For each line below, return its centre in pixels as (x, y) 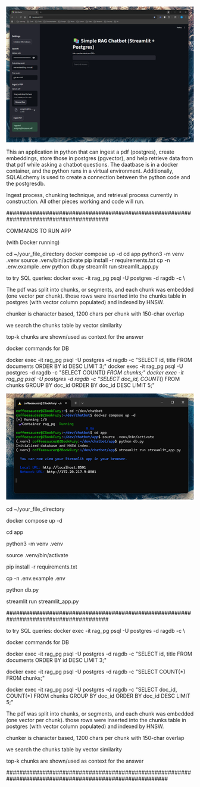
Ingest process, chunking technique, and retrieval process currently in (92, 195)
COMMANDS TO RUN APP (39, 230)
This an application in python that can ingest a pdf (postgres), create (90, 152)
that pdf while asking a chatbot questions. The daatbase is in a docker (92, 164)
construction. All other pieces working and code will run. (75, 201)
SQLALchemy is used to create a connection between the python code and (98, 177)
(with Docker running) (33, 242)
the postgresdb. (26, 183)
